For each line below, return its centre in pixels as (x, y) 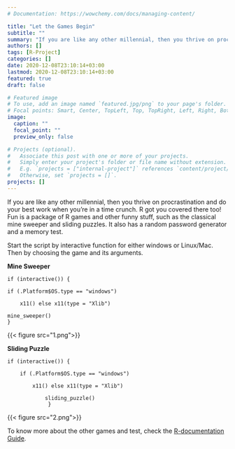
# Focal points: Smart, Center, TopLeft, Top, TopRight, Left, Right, (112, 111)
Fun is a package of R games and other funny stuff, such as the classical (112, 216)
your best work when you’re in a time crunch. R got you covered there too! (114, 209)
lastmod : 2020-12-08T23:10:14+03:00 (60, 72)
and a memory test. (35, 231)
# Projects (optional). (42, 149)
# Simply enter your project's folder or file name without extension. (117, 163)
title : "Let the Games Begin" (51, 26)
